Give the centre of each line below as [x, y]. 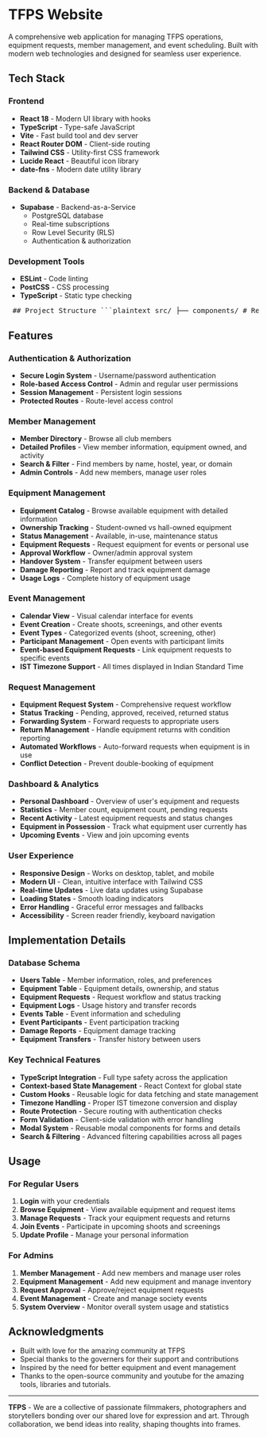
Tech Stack [37, 78]
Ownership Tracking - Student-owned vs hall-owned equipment [126, 527]
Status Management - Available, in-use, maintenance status [119, 536]
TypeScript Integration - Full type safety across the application [124, 1077]
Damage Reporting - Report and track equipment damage [115, 569]
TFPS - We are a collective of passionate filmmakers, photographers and [128, 1408]
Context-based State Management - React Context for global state [131, 1086]
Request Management [52, 687]
